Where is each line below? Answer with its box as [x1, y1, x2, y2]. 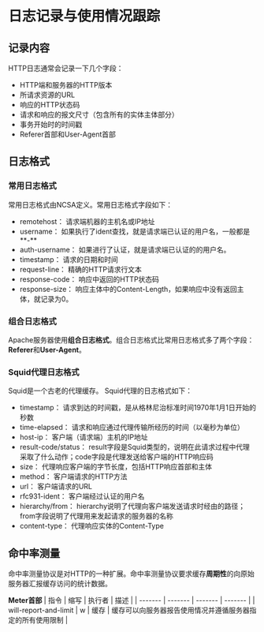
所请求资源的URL [19, 90, 76, 99]
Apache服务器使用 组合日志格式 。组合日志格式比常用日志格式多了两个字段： [8, 335, 255, 344]
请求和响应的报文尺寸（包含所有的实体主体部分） [19, 110, 179, 119]
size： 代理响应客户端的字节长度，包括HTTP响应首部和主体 [19, 462, 213, 472]
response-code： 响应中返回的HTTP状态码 [19, 274, 160, 284]
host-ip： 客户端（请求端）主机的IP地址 [19, 432, 148, 442]
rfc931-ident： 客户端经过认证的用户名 [19, 492, 145, 501]
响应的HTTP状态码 [19, 100, 80, 109]
